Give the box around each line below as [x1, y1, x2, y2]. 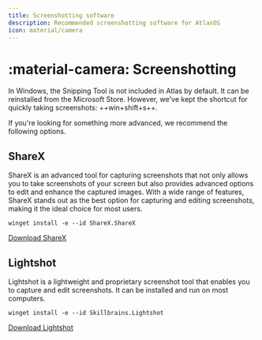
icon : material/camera [8, 26, 83, 34]
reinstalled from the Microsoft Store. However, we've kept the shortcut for [8, 95, 249, 104]
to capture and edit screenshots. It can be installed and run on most [8, 285, 229, 294]
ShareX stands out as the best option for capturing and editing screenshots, [8, 196, 255, 205]
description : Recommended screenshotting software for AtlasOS [8, 19, 221, 27]
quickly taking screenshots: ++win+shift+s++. [8, 103, 158, 113]
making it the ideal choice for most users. [8, 204, 143, 214]
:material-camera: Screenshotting [8, 60, 237, 78]
